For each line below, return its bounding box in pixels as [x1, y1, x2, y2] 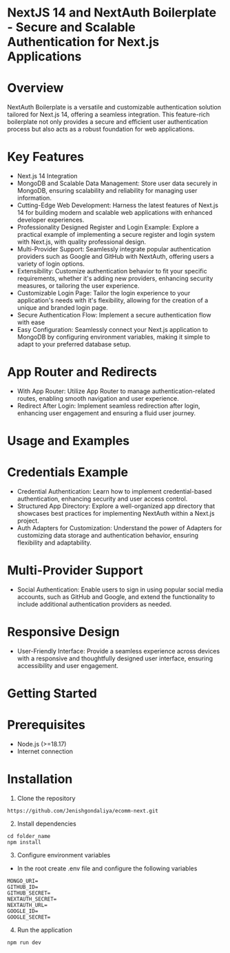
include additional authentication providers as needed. [17, 600, 172, 609]
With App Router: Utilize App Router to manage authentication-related [17, 387, 216, 395]
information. [17, 194, 52, 202]
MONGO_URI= [7, 878, 39, 885]
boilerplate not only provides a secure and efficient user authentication [7, 118, 209, 126]
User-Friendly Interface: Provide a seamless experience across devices [17, 647, 220, 655]
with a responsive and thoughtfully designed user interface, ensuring [17, 654, 213, 662]
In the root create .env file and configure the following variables [17, 864, 198, 872]
